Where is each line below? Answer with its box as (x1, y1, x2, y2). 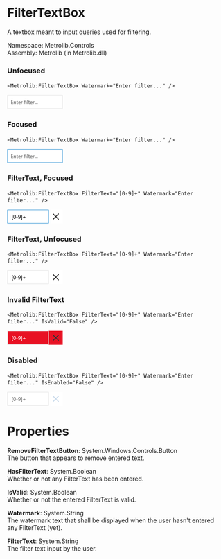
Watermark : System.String (7, 508, 85, 517)
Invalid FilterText (7, 295, 64, 305)
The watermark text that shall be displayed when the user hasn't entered (7, 516, 215, 524)
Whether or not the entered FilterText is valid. (7, 495, 136, 504)
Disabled (7, 355, 38, 365)
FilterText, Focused (7, 173, 73, 183)
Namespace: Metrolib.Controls (7, 41, 95, 49)
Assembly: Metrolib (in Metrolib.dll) (7, 48, 107, 57)
